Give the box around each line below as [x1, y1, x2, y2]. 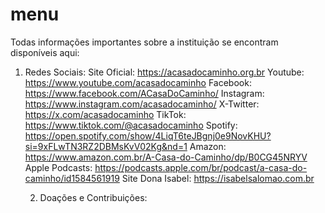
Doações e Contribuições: [39, 191, 148, 203]
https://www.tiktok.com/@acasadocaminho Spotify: [24, 119, 238, 131]
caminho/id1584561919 [24, 172, 120, 184]
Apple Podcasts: [24, 161, 93, 173]
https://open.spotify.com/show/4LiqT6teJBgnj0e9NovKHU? [24, 129, 272, 142]
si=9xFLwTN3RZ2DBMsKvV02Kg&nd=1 [24, 140, 188, 152]
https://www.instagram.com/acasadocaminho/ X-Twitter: [24, 98, 260, 110]
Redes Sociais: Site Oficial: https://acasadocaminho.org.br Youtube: [24, 66, 305, 78]
